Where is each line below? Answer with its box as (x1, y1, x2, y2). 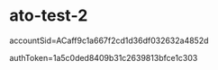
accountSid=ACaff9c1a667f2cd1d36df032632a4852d (9, 35, 209, 46)
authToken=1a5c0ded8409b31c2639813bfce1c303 (9, 52, 198, 63)
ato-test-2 (9, 5, 88, 26)
